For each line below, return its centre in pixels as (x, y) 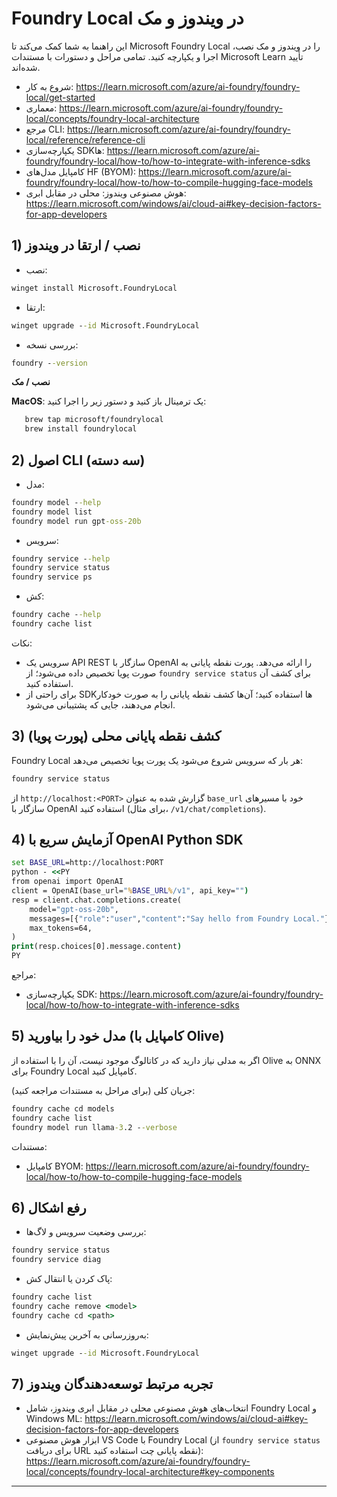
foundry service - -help (61, 558)
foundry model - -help (56, 502)
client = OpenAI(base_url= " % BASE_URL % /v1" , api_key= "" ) (130, 891)
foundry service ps (52, 577)
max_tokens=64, (61, 928)
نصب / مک (31, 382)
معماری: (41, 108)
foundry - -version (49, 363)
